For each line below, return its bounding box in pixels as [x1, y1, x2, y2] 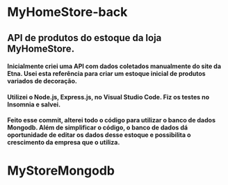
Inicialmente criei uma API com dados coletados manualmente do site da [7, 62, 221, 70]
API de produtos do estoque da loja [7, 32, 162, 44]
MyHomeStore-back [7, 4, 128, 20]
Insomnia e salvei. [7, 100, 61, 108]
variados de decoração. [7, 77, 78, 86]
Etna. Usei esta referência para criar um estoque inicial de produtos [7, 70, 206, 78]
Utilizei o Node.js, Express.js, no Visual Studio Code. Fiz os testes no [7, 92, 210, 101]
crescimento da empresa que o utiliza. [7, 138, 120, 147]
